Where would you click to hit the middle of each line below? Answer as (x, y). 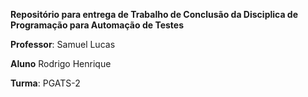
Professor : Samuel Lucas (63, 44)
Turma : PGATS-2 (45, 83)
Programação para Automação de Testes (97, 25)
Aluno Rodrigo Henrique (61, 63)
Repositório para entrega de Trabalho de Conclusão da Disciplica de (154, 14)
